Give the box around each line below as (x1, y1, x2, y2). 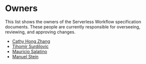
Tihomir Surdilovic (12, 43, 49, 49)
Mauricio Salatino (12, 49, 47, 54)
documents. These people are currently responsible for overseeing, (5, 24, 141, 29)
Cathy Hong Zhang (12, 38, 50, 44)
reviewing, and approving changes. (5, 29, 76, 35)
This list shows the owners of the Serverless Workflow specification (5, 19, 142, 25)
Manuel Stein (12, 53, 39, 59)
